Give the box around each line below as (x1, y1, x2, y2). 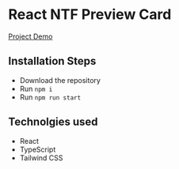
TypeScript (19, 145, 56, 154)
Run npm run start (19, 92, 82, 102)
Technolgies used (8, 115, 98, 129)
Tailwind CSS (19, 152, 63, 163)
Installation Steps (8, 54, 97, 68)
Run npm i (19, 84, 53, 93)
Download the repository (19, 75, 101, 84)
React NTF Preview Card (8, 6, 172, 24)
